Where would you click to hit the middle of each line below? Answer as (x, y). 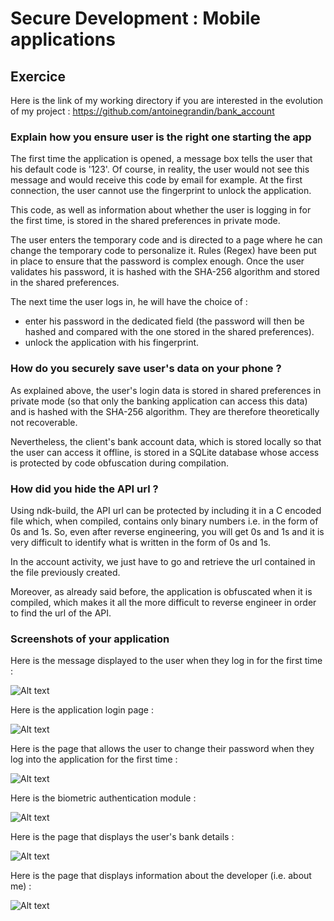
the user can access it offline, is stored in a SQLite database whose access (165, 452)
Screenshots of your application (90, 639)
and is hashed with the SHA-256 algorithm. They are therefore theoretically (165, 411)
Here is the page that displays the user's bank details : (122, 837)
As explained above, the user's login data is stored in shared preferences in (166, 390)
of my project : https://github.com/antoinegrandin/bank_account (142, 111)
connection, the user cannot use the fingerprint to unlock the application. (161, 191)
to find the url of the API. (61, 613)
